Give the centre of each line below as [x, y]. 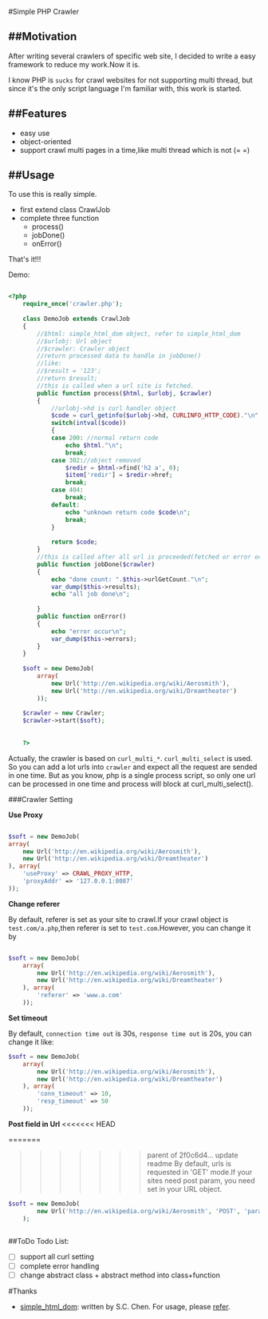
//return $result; [67, 379]
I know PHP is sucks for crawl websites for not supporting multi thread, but [130, 80]
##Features [37, 114]
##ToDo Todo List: [39, 1241]
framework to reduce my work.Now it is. [74, 64]
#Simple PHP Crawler [44, 12]
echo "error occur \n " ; [89, 631]
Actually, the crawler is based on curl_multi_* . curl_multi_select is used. [130, 758]
